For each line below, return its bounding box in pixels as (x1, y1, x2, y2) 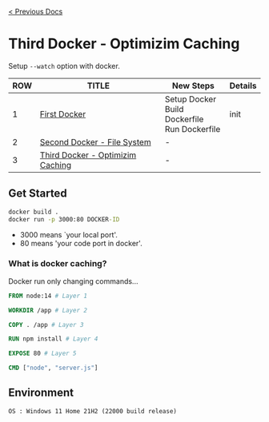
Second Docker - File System (39, 136, 151, 147)
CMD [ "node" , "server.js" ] (8, 364, 98, 372)
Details (229, 80, 257, 91)
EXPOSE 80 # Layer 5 (8, 349, 78, 358)
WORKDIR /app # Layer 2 (8, 306, 88, 314)
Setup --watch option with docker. (8, 61, 120, 70)
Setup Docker (164, 94, 217, 105)
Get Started (8, 187, 67, 201)
